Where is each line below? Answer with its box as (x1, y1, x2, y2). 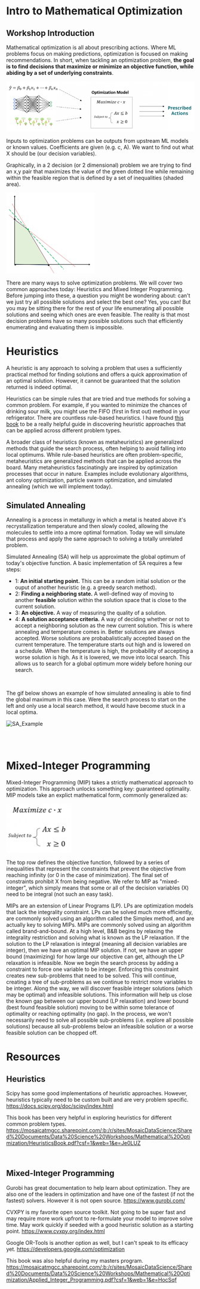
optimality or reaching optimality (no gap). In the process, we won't (6, 1010, 171, 1017)
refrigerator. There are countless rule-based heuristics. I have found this (6, 414, 184, 421)
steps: (6, 566, 21, 573)
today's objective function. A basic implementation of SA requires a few (6, 560, 183, 567)
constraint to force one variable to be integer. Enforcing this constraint (6, 966, 179, 973)
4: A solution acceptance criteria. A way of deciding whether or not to (14, 616, 190, 623)
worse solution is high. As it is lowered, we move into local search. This (14, 653, 190, 661)
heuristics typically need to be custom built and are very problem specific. (6, 1096, 189, 1103)
